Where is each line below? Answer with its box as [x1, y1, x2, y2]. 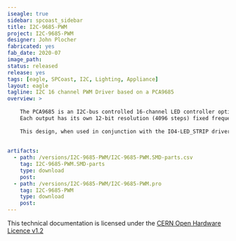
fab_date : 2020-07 [7, 50, 61, 57]
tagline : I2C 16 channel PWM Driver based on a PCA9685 [7, 89, 174, 96]
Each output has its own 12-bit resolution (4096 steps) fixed [20, 115, 209, 122]
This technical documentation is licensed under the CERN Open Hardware [7, 219, 221, 227]
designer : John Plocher [7, 37, 77, 44]
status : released [7, 63, 58, 70]
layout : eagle [7, 82, 49, 89]
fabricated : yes [7, 43, 55, 50]
